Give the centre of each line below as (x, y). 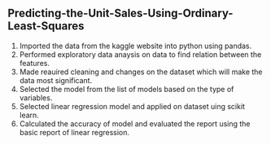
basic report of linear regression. (74, 132)
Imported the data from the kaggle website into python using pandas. (135, 46)
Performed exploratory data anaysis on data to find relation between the (140, 54)
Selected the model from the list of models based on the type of (127, 89)
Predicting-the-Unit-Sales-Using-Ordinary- (120, 13)
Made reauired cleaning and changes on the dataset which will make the (141, 72)
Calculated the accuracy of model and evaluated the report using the (135, 123)
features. (35, 63)
